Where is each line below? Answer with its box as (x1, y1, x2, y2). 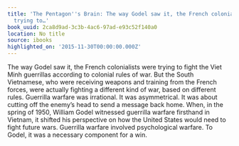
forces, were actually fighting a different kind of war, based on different (7, 86, 216, 94)
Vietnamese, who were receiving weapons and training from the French (7, 78, 217, 86)
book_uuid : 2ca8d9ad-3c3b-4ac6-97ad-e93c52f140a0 (7, 23, 158, 30)
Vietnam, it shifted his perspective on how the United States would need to (7, 116, 226, 124)
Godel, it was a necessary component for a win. (7, 130, 147, 139)
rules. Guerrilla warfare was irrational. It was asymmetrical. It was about (7, 93, 218, 101)
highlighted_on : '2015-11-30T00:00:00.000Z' (7, 43, 142, 50)
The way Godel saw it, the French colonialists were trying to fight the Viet (7, 63, 223, 71)
